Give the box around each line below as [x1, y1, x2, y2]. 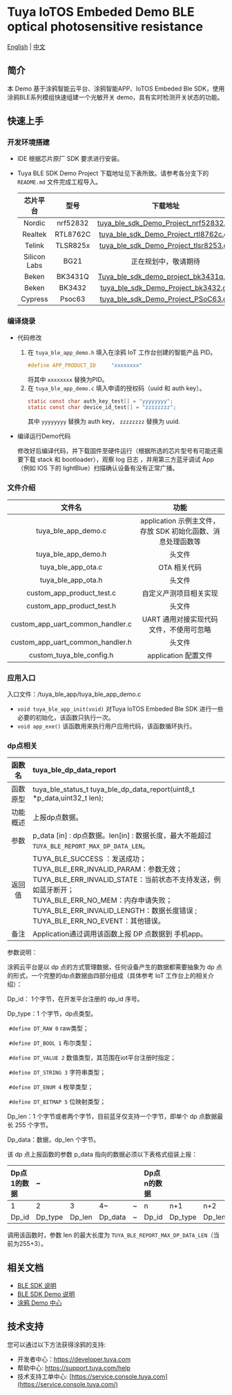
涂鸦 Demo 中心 [17, 1299, 62, 1307]
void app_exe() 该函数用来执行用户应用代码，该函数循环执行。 [17, 722, 195, 730]
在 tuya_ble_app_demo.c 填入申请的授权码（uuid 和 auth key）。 [27, 384, 206, 392]
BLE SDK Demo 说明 [17, 1290, 75, 1298]
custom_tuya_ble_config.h [28, 650, 114, 660]
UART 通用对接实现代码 [142, 614, 219, 624]
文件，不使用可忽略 [148, 624, 212, 634]
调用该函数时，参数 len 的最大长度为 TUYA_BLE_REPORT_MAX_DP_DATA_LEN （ [7, 1231, 214, 1240]
